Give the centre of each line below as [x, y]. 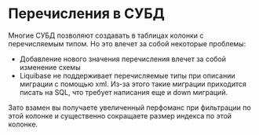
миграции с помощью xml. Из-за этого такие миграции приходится [133, 84]
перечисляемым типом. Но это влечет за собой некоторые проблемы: [127, 43]
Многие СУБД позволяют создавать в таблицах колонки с [106, 35]
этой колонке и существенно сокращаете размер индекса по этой [120, 115]
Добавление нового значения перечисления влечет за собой [122, 59]
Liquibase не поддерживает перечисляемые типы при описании [127, 75]
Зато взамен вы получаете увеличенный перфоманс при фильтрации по [129, 108]
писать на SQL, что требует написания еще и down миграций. [124, 92]
